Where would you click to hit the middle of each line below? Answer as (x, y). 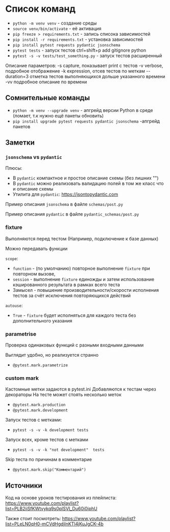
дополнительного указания (42, 320)
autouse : (14, 305)
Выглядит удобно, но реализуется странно (52, 355)
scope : (12, 258)
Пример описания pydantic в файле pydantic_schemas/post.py (72, 214)
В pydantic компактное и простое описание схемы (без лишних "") (86, 178)
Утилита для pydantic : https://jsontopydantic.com (65, 194)
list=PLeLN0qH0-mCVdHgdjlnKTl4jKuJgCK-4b (54, 524)
